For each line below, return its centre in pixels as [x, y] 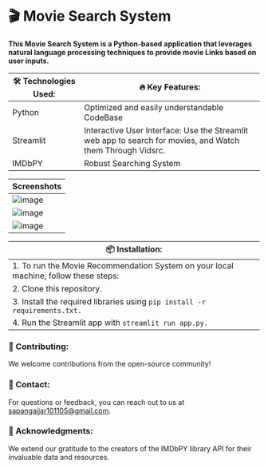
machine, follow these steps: [66, 276]
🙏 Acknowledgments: [51, 431]
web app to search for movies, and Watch [162, 140]
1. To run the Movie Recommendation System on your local [123, 265]
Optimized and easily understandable [154, 107]
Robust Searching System [132, 163]
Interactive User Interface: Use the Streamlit [166, 130]
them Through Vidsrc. [124, 150]
